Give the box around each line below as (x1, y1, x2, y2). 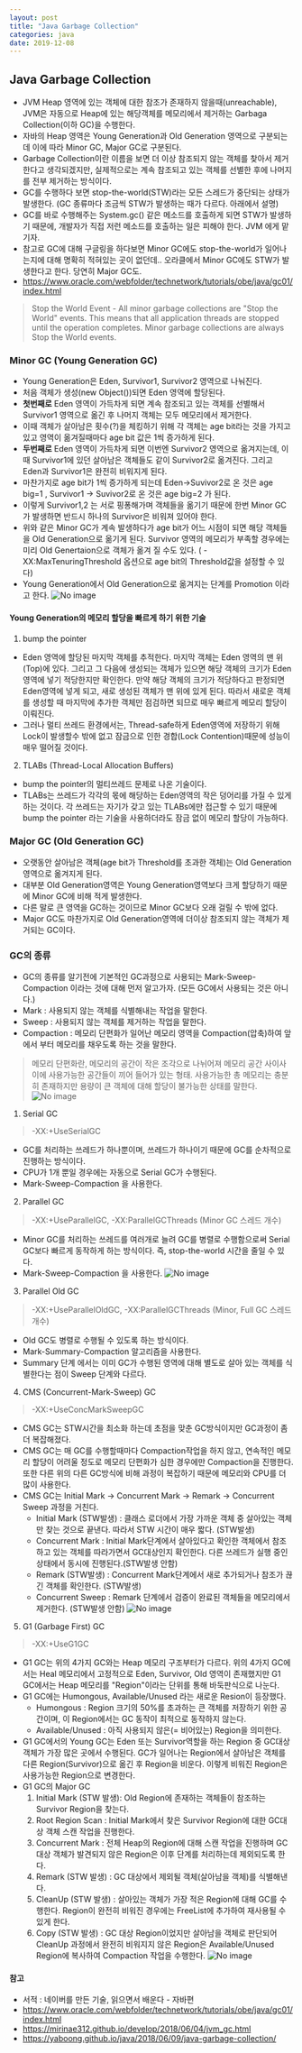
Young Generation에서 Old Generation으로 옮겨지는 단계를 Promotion (22, 579, 273, 590)
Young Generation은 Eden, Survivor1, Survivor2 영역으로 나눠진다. (22, 376, 263, 387)
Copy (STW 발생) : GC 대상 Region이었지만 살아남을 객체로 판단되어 (35, 1928, 278, 1938)
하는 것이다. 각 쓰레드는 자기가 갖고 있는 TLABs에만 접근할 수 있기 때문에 (22, 801, 278, 811)
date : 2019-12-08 (9, 38, 75, 48)
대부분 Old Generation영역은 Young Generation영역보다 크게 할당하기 (22, 879, 271, 890)
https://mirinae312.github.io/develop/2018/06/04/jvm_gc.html (22, 2023, 252, 2034)
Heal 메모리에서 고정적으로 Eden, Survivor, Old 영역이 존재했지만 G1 (39, 1669, 281, 1680)
